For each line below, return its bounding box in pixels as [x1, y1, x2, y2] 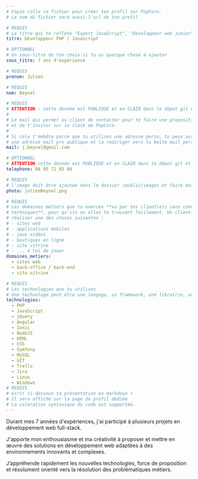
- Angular [11, 319, 35, 325]
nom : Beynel [6, 90, 35, 96]
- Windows [11, 380, 35, 386]
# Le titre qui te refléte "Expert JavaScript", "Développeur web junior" [6, 30, 194, 36]
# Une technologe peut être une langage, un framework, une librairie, [6, 292, 186, 297]
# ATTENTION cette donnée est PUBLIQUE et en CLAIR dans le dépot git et [6, 161, 192, 167]
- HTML [11, 335, 28, 342]
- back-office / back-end [11, 264, 75, 270]
